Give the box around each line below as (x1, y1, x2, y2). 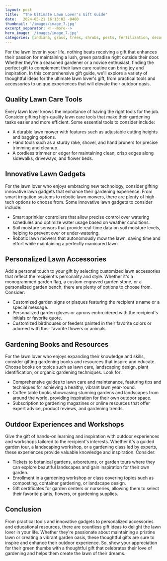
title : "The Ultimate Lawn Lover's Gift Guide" (5, 12, 108, 17)
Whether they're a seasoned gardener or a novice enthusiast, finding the (5, 59, 154, 65)
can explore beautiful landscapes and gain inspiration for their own (12, 464, 150, 470)
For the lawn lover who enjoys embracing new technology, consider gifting (5, 183, 158, 189)
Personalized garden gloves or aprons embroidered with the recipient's (12, 310, 158, 316)
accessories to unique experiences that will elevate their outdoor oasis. (5, 80, 151, 86)
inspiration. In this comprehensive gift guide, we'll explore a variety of (5, 70, 148, 76)
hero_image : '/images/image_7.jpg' (5, 30, 79, 35)
